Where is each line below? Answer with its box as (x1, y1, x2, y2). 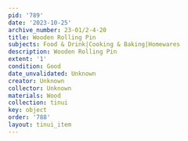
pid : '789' (8, 11, 44, 20)
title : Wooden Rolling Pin (8, 33, 96, 42)
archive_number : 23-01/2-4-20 (8, 26, 107, 34)
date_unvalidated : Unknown (8, 70, 96, 78)
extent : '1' (8, 56, 47, 63)
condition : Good (8, 63, 61, 70)
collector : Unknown (8, 84, 72, 92)
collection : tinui (8, 99, 68, 107)
